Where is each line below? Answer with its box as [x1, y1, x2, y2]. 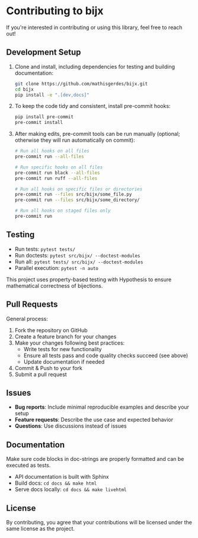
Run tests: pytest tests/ [14, 245, 76, 253]
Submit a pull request [14, 371, 67, 378]
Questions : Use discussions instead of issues [14, 422, 127, 429]
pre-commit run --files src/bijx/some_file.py [14, 192, 132, 198]
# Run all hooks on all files [14, 148, 90, 154]
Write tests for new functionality [23, 345, 102, 352]
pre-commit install [14, 120, 63, 126]
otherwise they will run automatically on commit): [14, 136, 135, 144]
